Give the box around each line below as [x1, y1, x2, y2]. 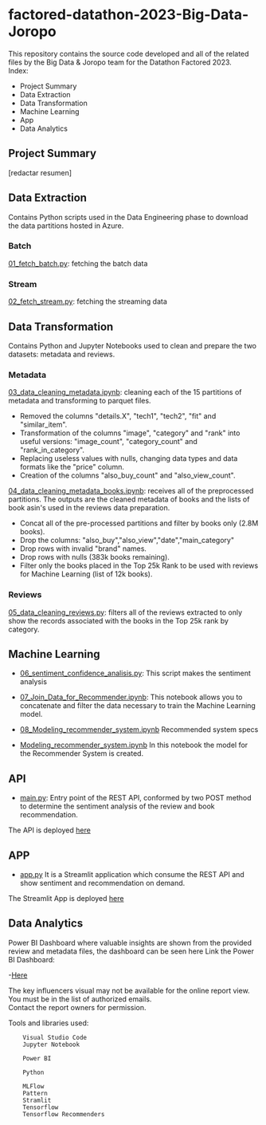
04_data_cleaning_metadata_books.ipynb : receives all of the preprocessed [8, 486, 254, 496]
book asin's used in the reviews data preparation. [8, 503, 170, 513]
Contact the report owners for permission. [8, 1002, 147, 1012]
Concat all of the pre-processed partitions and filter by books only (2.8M [19, 518, 259, 528]
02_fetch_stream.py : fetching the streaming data [8, 297, 167, 306]
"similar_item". [19, 420, 68, 430]
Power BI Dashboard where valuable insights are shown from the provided [8, 938, 252, 947]
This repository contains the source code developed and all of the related [8, 49, 249, 58]
